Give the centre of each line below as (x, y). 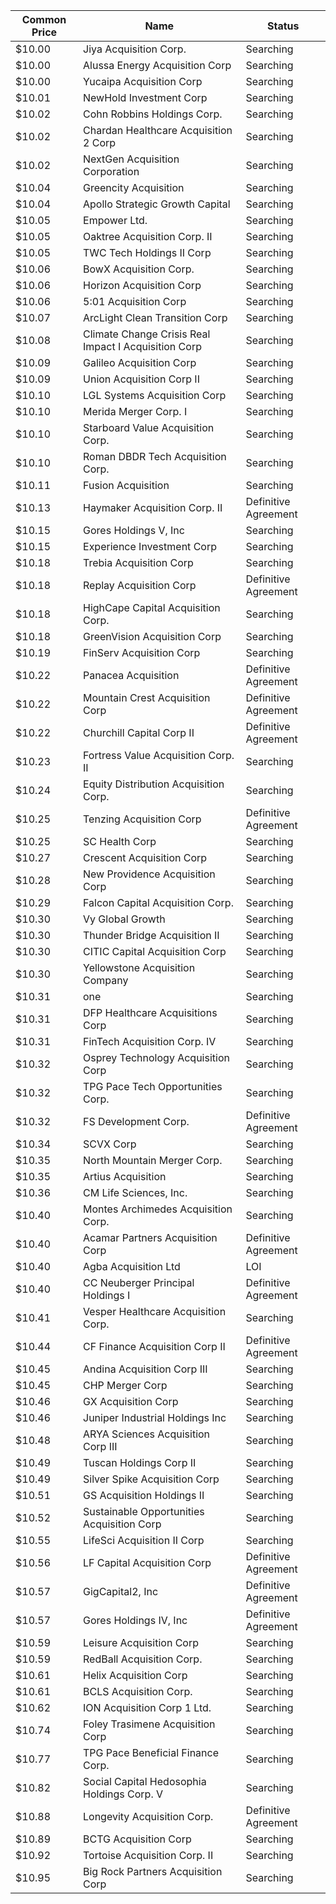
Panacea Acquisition (131, 675)
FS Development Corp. (136, 1121)
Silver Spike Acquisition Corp (151, 1479)
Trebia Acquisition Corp (138, 562)
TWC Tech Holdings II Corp (147, 252)
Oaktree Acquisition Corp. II (148, 236)
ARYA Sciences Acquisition (147, 1434)
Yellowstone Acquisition (139, 967)
